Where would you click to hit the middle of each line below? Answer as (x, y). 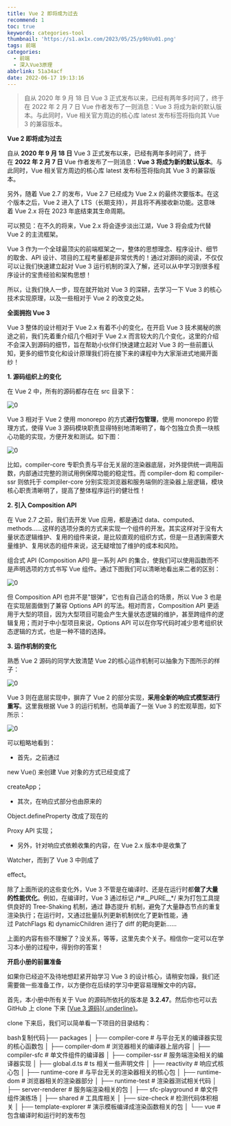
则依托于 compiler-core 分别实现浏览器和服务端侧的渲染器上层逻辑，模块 (120, 482)
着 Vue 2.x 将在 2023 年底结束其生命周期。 (68, 211)
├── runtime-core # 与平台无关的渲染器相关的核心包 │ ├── (111, 1072)
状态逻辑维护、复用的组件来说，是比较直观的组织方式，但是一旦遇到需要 (115, 537)
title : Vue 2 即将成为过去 (43, 13)
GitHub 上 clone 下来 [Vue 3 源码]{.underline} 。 (75, 1009)
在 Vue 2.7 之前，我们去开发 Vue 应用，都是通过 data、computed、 (102, 520)
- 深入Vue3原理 (33, 65)
